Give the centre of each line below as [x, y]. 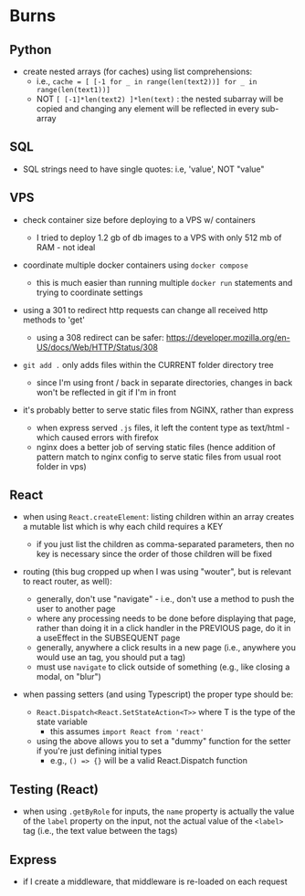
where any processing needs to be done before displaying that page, [166, 618]
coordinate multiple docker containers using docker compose [135, 265]
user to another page [76, 609]
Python [31, 50]
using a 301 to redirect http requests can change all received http [145, 310]
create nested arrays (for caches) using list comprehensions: [137, 71]
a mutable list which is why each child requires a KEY [123, 527]
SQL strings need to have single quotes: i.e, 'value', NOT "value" [143, 169]
